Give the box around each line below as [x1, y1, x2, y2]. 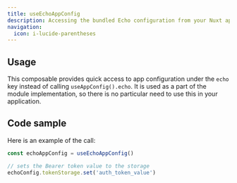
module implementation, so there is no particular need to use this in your [7, 89, 218, 99]
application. [7, 97, 42, 106]
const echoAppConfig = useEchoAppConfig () [7, 149, 134, 157]
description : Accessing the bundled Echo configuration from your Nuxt [7, 17, 222, 24]
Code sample [7, 118, 67, 130]
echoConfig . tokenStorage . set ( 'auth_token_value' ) [7, 169, 157, 176]
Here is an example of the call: [7, 136, 96, 144]
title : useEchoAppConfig [7, 10, 80, 18]
